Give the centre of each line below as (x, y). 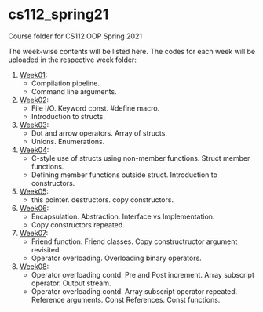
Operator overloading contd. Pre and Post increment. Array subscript (143, 274)
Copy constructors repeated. (78, 224)
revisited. (46, 249)
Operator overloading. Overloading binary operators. (116, 258)
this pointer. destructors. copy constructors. (102, 200)
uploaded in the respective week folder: (73, 60)
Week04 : (34, 150)
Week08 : (34, 266)
